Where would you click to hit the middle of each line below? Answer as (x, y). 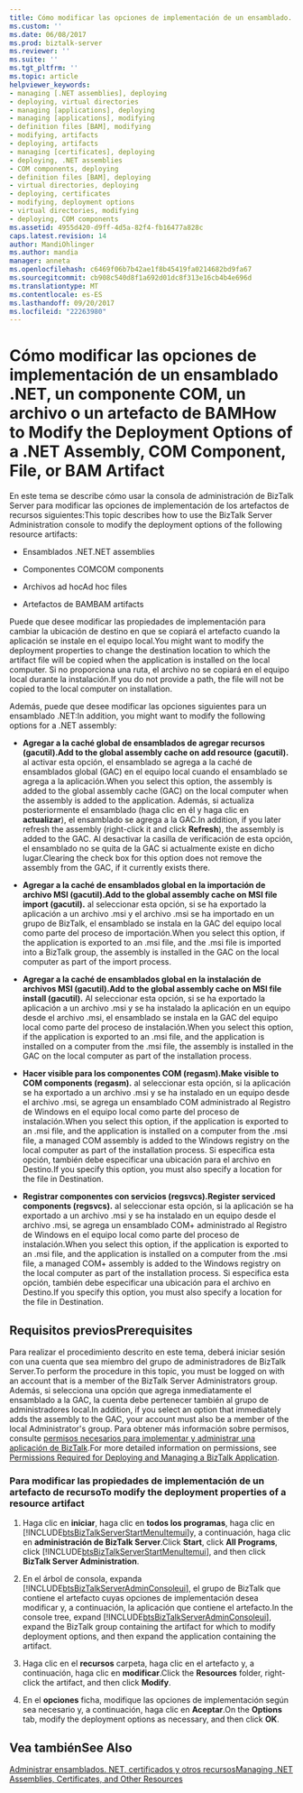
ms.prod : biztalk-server (56, 43)
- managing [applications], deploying (82, 110)
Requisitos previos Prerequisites (101, 1331)
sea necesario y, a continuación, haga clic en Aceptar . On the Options (152, 1710)
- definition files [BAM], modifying (80, 127)
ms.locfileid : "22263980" (58, 311)
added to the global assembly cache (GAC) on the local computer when (155, 791)
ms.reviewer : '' (40, 51)
